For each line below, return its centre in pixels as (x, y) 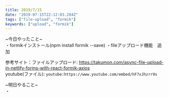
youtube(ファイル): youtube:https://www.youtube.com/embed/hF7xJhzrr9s (81, 74)
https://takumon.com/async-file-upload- (121, 62)
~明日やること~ (22, 85)
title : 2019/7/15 (24, 10)
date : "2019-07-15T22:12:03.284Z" (42, 15)
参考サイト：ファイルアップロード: (42, 62)
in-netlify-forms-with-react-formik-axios (48, 68)
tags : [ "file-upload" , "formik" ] (41, 19)
